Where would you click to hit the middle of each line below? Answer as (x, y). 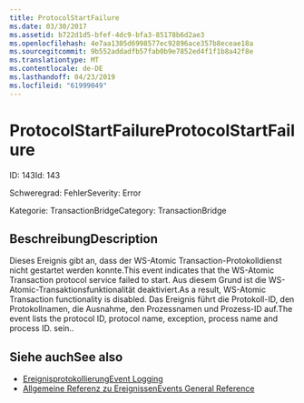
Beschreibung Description (84, 239)
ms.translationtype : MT (54, 60)
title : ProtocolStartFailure (64, 18)
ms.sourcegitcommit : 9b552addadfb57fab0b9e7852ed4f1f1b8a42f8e (132, 52)
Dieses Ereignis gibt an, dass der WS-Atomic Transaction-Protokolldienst (146, 261)
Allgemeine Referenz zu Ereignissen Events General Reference (138, 388)
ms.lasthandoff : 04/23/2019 (63, 77)
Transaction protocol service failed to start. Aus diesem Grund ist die (138, 280)
